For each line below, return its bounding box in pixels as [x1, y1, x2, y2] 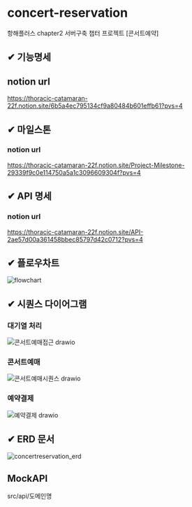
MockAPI [7, 472, 48, 484]
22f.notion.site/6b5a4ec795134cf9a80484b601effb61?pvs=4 [7, 101, 183, 110]
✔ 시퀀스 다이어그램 [7, 298, 87, 310]
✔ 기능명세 [7, 51, 51, 64]
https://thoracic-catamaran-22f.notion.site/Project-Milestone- [7, 161, 185, 169]
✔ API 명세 [7, 190, 52, 202]
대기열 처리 [7, 320, 43, 330]
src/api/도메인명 [7, 492, 52, 501]
